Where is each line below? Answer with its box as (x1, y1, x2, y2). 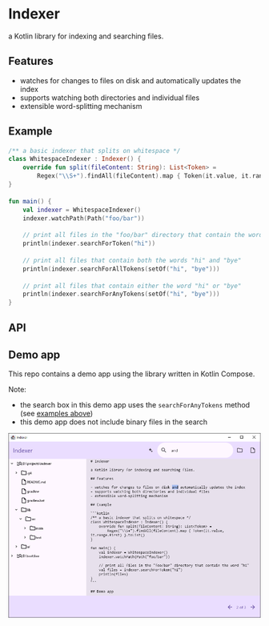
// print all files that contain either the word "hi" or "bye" (22, 282, 242, 290)
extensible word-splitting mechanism (19, 101, 143, 110)
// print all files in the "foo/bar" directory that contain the (22, 231, 246, 239)
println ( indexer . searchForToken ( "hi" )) (22, 239, 156, 248)
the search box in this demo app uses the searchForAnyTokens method (19, 400, 251, 410)
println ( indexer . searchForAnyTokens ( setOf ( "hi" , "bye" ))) (22, 290, 220, 299)
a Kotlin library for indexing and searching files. (8, 31, 164, 41)
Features (8, 54, 54, 68)
